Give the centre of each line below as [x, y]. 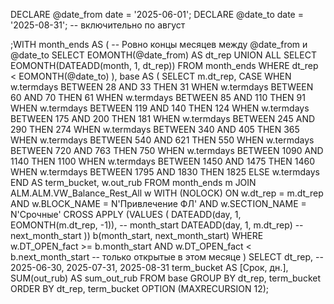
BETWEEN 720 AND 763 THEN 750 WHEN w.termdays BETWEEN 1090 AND [167, 150]
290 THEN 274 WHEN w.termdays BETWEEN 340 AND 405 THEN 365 [155, 129]
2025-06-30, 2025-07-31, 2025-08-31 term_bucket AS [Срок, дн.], [149, 267]
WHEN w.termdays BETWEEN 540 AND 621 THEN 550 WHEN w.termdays [162, 140]
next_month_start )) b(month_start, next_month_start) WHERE [137, 235]
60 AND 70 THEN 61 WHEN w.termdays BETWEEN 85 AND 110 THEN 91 [158, 97]
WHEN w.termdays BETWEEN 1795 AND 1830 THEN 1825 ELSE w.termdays [165, 172]
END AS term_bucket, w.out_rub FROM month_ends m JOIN [133, 182]
